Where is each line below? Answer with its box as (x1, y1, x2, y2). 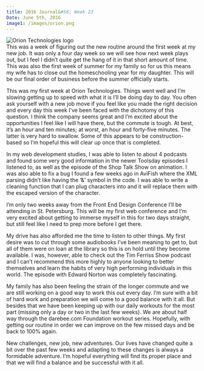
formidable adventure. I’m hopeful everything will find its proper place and (6, 353, 192, 360)
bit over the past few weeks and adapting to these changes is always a (6, 346, 183, 353)
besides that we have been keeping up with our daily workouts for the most (6, 302, 195, 310)
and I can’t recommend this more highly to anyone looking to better (6, 258, 175, 265)
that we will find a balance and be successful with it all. (6, 359, 144, 366)
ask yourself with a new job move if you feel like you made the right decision (6, 100, 197, 107)
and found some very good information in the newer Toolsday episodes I (6, 157, 188, 165)
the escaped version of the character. (6, 189, 100, 197)
